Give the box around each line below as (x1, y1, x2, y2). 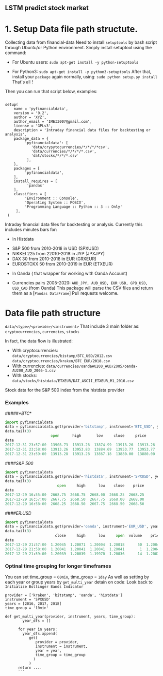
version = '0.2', (14, 111, 49, 116)
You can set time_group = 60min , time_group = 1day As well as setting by (5, 574, 149, 580)
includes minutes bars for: (5, 226, 57, 233)
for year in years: (17, 627, 57, 632)
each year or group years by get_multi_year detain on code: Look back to (5, 579, 153, 585)
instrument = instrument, (35, 644, 88, 649)
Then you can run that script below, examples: (5, 89, 98, 94)
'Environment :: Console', (24, 196, 79, 201)
